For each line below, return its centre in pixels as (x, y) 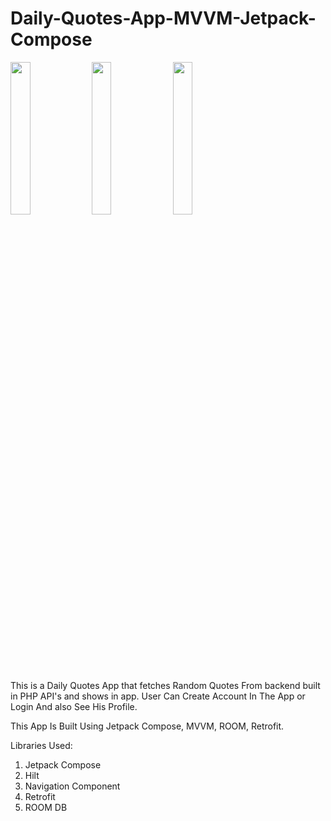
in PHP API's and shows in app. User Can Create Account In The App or (158, 696)
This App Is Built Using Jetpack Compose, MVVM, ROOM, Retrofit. (147, 726)
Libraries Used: (41, 745)
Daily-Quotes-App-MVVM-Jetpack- (163, 18)
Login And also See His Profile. (74, 706)
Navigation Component (72, 786)
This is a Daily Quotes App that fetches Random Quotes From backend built (165, 685)
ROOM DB (46, 807)
